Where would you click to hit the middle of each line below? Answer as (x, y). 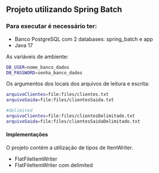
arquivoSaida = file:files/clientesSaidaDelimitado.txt (73, 121)
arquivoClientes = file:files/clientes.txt (57, 95)
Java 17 (24, 45)
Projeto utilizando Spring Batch (64, 10)
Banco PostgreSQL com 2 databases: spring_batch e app (84, 39)
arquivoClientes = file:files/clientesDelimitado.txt (70, 116)
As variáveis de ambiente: (37, 56)
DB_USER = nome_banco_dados (38, 67)
